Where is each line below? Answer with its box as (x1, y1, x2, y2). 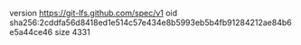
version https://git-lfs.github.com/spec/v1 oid (9, 8, 178, 18)
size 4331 (54, 27, 90, 37)
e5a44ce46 (9, 27, 53, 37)
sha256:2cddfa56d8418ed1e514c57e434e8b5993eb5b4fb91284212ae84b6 (9, 17, 292, 28)
